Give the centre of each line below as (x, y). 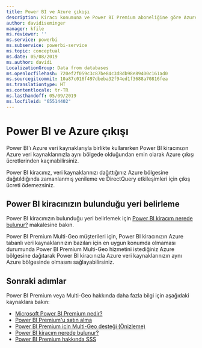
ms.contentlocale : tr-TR (37, 90)
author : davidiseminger (36, 23)
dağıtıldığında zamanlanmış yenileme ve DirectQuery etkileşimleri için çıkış (98, 179)
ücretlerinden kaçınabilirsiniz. (43, 161)
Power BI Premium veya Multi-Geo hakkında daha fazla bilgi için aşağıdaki (98, 296)
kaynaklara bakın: (28, 302)
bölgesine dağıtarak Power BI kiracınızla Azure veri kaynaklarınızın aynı (94, 256)
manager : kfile (25, 29)
